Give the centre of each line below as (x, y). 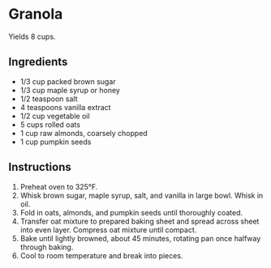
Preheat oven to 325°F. (59, 186)
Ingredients (38, 62)
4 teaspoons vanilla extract (65, 107)
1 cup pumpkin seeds (56, 142)
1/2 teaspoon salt (49, 99)
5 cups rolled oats (50, 124)
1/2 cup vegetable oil (55, 116)
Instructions (40, 167)
